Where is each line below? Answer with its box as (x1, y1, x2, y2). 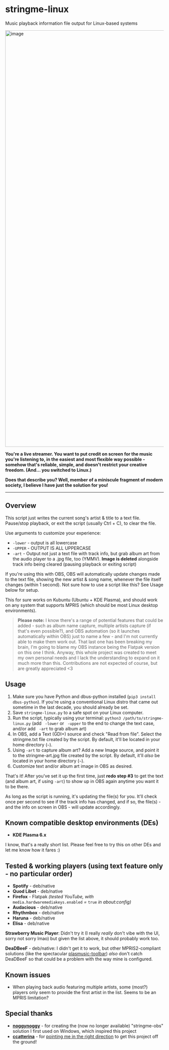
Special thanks (5, 1009, 53, 1018)
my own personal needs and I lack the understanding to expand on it (17, 654, 160, 661)
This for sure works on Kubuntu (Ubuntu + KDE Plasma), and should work (5, 596, 157, 603)
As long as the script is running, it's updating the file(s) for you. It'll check (5, 793, 157, 799)
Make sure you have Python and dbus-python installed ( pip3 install (12, 693, 156, 699)
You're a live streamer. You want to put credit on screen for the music (5, 451, 152, 457)
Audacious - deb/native (12, 904, 63, 910)
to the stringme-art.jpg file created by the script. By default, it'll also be (12, 752, 160, 758)
